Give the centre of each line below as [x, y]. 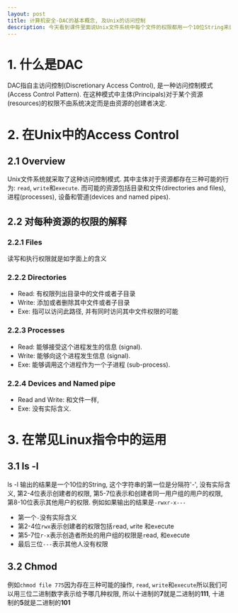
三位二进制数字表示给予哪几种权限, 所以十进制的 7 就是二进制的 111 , [115, 593]
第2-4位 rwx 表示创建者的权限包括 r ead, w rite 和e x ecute [96, 526]
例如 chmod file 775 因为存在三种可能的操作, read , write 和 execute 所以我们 [114, 585]
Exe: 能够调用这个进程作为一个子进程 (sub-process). [94, 364]
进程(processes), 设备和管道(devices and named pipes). [89, 197]
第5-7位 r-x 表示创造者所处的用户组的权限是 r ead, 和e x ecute [103, 535]
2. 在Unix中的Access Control [93, 135]
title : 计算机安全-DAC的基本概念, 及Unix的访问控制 [76, 21]
